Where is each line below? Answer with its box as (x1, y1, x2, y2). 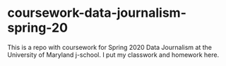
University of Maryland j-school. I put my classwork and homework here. (7, 51, 220, 59)
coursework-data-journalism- (7, 5, 187, 21)
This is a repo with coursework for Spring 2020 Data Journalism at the (7, 43, 212, 51)
